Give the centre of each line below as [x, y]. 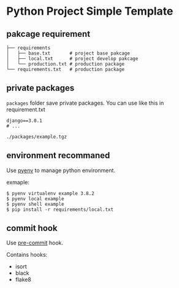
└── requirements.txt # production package [65, 69]
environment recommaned [58, 155]
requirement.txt [26, 109]
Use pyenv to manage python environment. [61, 170]
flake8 [23, 279]
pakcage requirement [48, 34]
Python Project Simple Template [90, 11]
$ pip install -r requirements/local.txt [60, 210]
